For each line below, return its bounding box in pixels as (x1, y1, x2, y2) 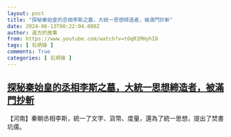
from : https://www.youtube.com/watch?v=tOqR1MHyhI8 (7, 36, 158, 42)
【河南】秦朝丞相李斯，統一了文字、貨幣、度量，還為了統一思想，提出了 (7, 114, 212, 122)
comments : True (7, 49, 51, 55)
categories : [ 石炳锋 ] (7, 55, 72, 62)
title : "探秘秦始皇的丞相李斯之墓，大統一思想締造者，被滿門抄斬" (7, 16, 173, 23)
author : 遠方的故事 (7, 29, 58, 36)
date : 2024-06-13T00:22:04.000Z (7, 23, 100, 29)
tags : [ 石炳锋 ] (7, 42, 54, 49)
